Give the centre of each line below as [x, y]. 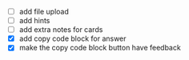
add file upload [44, 12]
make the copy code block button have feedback [100, 48]
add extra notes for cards [61, 30]
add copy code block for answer [72, 38]
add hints [34, 21]
